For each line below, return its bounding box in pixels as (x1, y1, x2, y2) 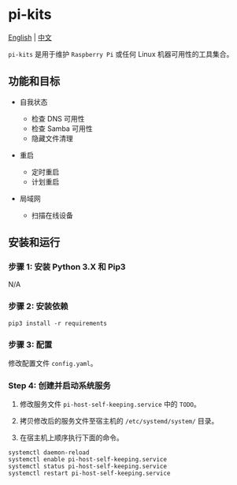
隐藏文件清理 (31, 133, 73, 143)
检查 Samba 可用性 (31, 124, 93, 133)
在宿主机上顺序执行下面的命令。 (19, 433, 124, 442)
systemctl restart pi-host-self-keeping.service (8, 469, 171, 478)
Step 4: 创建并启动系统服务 (8, 380, 112, 391)
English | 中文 (8, 32, 53, 42)
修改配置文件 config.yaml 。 (8, 359, 98, 368)
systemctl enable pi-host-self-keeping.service (8, 456, 168, 464)
